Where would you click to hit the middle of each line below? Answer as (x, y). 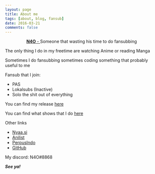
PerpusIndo (24, 143)
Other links (16, 123)
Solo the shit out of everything (42, 95)
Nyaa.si (20, 132)
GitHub (19, 148)
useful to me (17, 66)
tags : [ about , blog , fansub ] (34, 18)
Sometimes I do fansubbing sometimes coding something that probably (77, 60)
